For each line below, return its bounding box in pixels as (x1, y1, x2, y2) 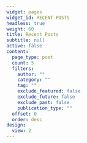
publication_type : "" (17, 105, 72, 111)
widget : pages (6, 9, 43, 15)
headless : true (6, 20, 45, 26)
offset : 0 (12, 111, 37, 117)
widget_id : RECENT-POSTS (6, 15, 70, 21)
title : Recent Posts (6, 32, 59, 38)
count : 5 (12, 60, 34, 66)
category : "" (17, 77, 51, 83)
